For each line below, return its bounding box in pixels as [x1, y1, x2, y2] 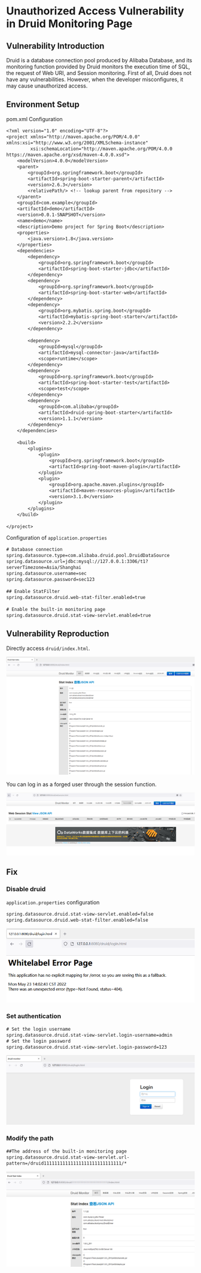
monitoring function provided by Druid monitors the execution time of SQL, [6, 63, 190, 70]
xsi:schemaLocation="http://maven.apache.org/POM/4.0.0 [30, 146, 172, 152]
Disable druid [6, 885, 46, 893]
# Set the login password [6, 1039, 71, 1045]
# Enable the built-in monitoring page [6, 606, 106, 612]
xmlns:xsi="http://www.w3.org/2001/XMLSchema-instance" [6, 140, 148, 146]
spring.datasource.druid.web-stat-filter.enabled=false [6, 917, 148, 923]
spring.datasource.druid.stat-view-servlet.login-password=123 [6, 1045, 167, 1051]
